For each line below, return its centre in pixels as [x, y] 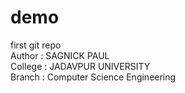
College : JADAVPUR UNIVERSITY [80, 66]
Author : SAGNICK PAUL [60, 55]
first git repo [36, 45]
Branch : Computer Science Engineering [93, 77]
